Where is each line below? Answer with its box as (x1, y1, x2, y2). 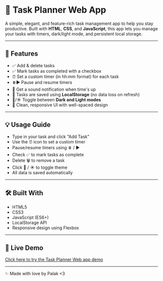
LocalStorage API (12, 220, 47, 226)
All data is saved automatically (12, 169, 73, 175)
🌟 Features (5, 50, 38, 58)
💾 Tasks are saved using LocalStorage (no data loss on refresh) (12, 91, 140, 97)
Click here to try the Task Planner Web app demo (5, 257, 103, 262)
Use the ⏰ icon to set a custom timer (12, 139, 86, 144)
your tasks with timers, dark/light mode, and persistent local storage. (5, 31, 143, 37)
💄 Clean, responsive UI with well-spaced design (12, 102, 108, 108)
